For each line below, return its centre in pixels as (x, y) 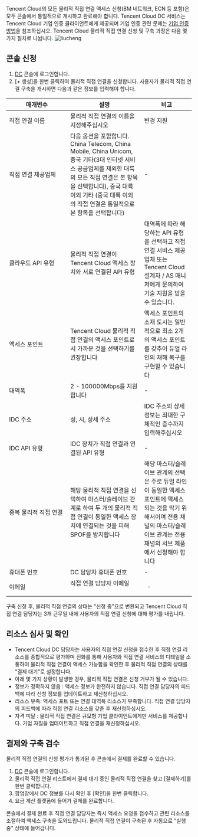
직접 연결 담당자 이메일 (100, 583)
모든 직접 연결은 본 (101, 177)
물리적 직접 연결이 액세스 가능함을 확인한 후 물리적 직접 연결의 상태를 (109, 664)
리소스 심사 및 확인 (37, 634)
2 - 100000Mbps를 (98, 386)
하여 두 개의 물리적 (107, 508)
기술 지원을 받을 (165, 293)
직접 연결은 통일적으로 (106, 204)
